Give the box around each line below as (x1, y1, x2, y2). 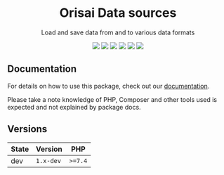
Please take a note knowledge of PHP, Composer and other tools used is (7, 95, 218, 103)
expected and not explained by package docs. (7, 103, 142, 111)
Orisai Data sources (59, 5, 177, 21)
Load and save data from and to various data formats (41, 28, 195, 37)
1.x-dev (35, 157, 62, 164)
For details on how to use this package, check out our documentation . (7, 82, 210, 90)
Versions (7, 123, 48, 135)
